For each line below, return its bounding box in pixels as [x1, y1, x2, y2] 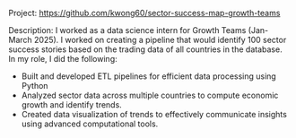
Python [21, 81, 48, 91]
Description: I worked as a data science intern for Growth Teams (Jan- [8, 25, 269, 35]
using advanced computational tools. [21, 118, 159, 129]
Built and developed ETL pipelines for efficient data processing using [21, 71, 277, 82]
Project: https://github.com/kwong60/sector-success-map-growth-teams [8, 8, 281, 18]
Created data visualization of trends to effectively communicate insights [21, 109, 288, 119]
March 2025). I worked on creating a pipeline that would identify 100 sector [8, 35, 287, 45]
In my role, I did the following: [8, 54, 118, 64]
